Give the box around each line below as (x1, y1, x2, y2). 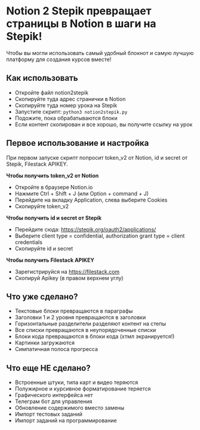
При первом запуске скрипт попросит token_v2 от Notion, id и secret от (6, 154, 188, 161)
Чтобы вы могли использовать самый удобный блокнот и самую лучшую (6, 49, 194, 56)
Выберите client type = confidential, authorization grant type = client (14, 232, 185, 239)
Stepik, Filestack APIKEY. (6, 160, 69, 167)
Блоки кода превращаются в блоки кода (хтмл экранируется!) (14, 333, 175, 340)
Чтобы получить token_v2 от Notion (6, 172, 99, 179)
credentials (14, 238, 43, 246)
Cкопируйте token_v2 (14, 202, 69, 210)
